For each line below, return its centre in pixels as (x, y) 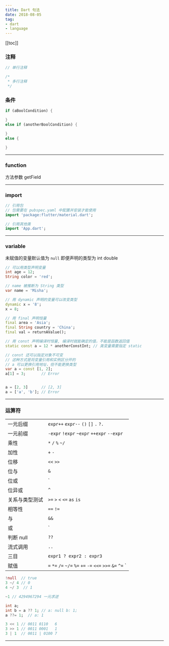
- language (17, 29)
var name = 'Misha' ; (27, 291)
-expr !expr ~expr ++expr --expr (86, 434)
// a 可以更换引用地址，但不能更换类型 (41, 364)
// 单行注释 (16, 68)
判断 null (18, 538)
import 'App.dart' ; (26, 229)
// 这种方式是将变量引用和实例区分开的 (40, 360)
